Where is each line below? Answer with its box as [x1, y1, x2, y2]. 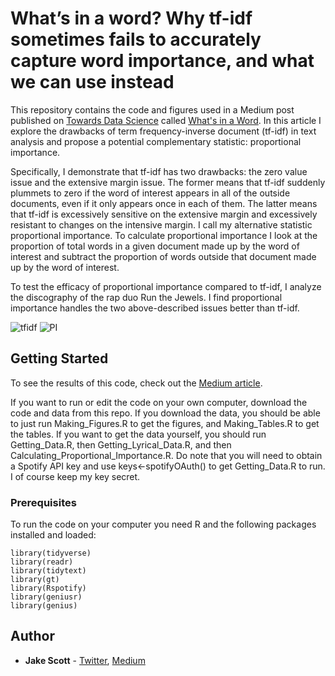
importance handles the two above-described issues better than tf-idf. [10, 302, 300, 314]
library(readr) [10, 557, 74, 567]
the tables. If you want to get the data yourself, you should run [10, 428, 267, 440]
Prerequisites [10, 495, 77, 509]
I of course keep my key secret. [10, 470, 141, 482]
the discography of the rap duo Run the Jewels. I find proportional [10, 291, 283, 303]
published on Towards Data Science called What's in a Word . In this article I [10, 114, 322, 126]
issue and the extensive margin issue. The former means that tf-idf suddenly [10, 176, 326, 188]
